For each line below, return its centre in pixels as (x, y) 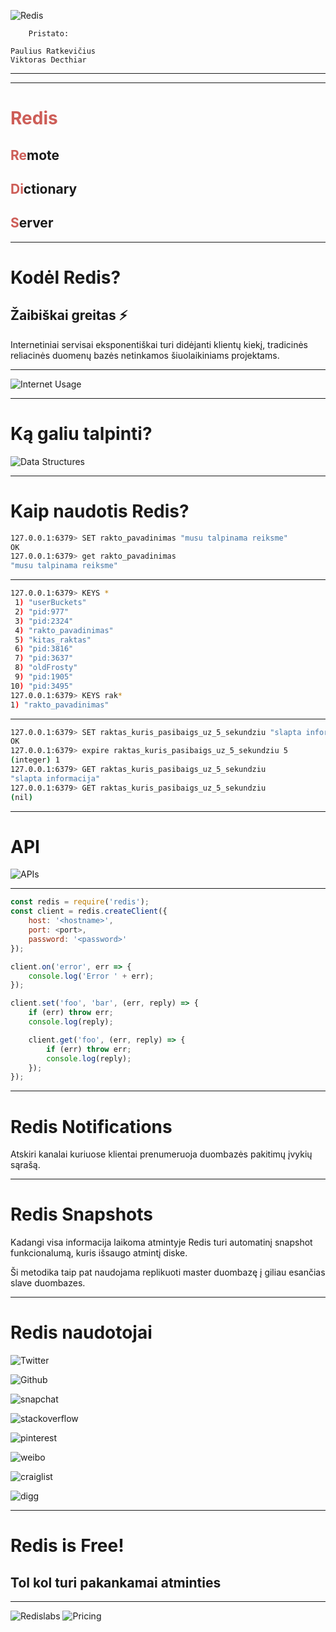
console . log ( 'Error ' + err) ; (91, 976)
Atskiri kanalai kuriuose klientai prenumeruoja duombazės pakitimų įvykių (161, 1154)
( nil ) (21, 797)
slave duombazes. (48, 1283)
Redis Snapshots (81, 1214)
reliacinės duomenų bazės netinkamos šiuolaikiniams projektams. (145, 355)
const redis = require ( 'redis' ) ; (80, 902)
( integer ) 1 (35, 760)
